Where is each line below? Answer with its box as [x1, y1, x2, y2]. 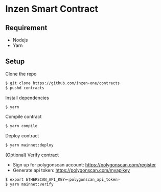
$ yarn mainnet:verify [5, 182, 54, 187]
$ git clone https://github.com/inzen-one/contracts [5, 80, 120, 86]
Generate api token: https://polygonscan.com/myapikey [12, 167, 130, 174]
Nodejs [12, 37, 28, 43]
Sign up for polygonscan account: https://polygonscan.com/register [12, 162, 156, 168]
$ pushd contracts [5, 85, 44, 90]
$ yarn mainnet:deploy [5, 142, 54, 148]
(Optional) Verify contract [5, 152, 59, 158]
